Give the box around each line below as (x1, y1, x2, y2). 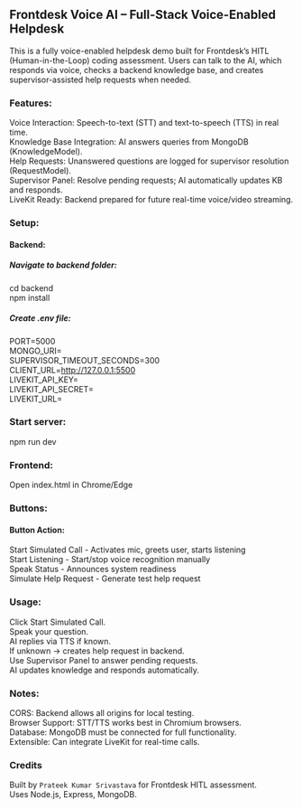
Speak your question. (9, 626, 88, 636)
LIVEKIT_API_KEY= (9, 374, 79, 385)
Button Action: (9, 524, 65, 535)
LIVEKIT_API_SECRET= (9, 383, 95, 394)
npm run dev (9, 436, 57, 447)
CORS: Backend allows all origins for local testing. (9, 707, 195, 718)
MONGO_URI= (9, 345, 62, 356)
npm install (9, 292, 50, 303)
